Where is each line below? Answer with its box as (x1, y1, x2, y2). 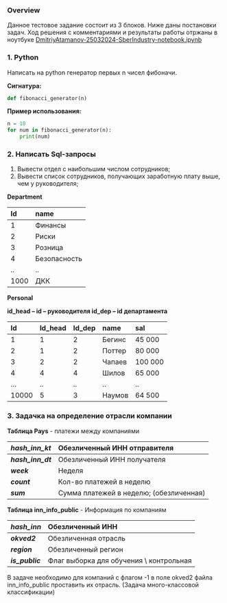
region (10, 544, 32, 554)
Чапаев (102, 357, 128, 367)
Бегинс (102, 335, 127, 345)
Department (7, 193, 43, 201)
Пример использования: (7, 107, 82, 115)
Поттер (102, 346, 127, 356)
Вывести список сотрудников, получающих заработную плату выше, (16, 172, 221, 180)
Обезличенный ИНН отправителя (58, 443, 174, 452)
